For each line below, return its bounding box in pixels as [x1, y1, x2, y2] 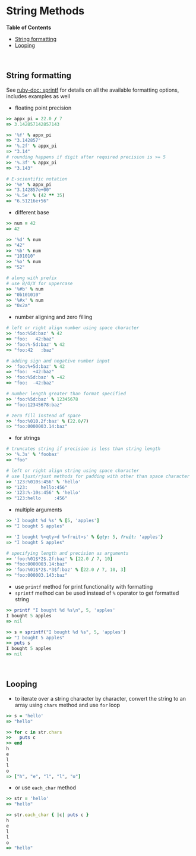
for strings [14, 435, 40, 442]
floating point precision [14, 104, 72, 111]
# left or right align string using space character [6, 467, 140, 474]
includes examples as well [6, 92, 70, 99]
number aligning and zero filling [14, 314, 93, 321]
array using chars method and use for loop [14, 701, 121, 708]
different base [14, 209, 49, 215]
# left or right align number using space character [6, 325, 140, 331]
